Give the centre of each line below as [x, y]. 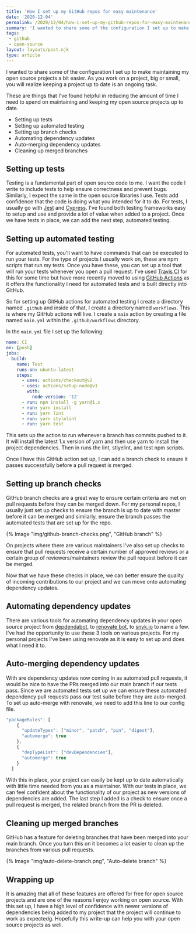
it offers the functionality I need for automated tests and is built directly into [97, 284]
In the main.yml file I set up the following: [55, 332]
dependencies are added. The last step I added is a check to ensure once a [97, 799]
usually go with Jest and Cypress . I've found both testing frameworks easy [96, 208]
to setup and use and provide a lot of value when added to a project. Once [95, 214]
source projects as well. [34, 925]
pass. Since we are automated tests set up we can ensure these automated [96, 690]
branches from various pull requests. [50, 850]
